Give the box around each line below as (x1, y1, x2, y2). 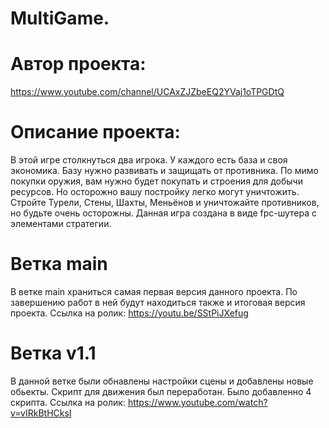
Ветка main (10, 253, 108, 276)
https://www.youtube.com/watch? (127, 396, 268, 408)
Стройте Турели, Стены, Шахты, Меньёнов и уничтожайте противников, (10, 197, 320, 209)
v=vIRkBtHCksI (10, 407, 72, 419)
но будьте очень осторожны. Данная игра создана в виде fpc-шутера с (10, 207, 318, 219)
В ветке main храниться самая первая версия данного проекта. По (10, 286, 298, 297)
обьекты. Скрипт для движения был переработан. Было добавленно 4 (10, 385, 312, 397)
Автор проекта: (10, 53, 147, 76)
